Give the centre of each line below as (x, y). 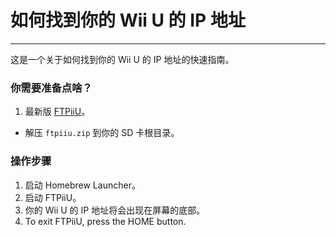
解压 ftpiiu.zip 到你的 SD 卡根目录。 (102, 133)
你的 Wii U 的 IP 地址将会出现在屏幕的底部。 (115, 210)
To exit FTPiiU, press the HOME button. (105, 221)
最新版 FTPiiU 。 (57, 112)
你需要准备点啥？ (51, 88)
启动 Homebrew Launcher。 (82, 185)
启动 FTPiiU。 (53, 197)
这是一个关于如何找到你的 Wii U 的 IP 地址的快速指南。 (122, 59)
